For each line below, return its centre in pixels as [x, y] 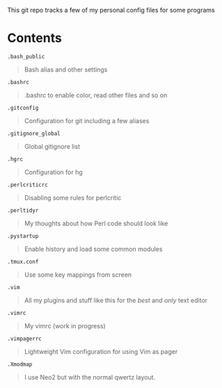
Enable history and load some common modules [93, 249]
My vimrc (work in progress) [65, 325]
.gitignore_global [34, 134]
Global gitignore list [52, 146]
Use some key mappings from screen [78, 275]
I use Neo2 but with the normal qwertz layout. [90, 377]
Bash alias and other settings [66, 70]
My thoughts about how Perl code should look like [96, 223]
